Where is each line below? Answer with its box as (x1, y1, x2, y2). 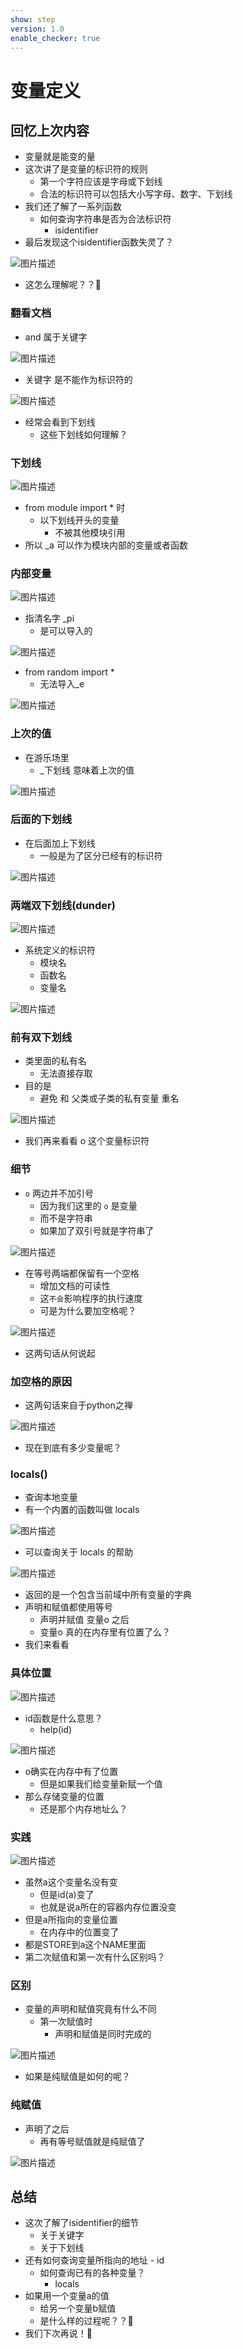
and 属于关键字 (24, 331, 88, 343)
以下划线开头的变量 (39, 514, 120, 526)
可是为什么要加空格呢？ (39, 1304, 137, 1316)
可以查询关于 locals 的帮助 (24, 1546, 134, 1558)
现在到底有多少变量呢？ (24, 1442, 122, 1454)
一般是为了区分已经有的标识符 (39, 849, 163, 861)
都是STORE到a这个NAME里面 (24, 1938, 147, 1950)
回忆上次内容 (10, 122, 90, 139)
